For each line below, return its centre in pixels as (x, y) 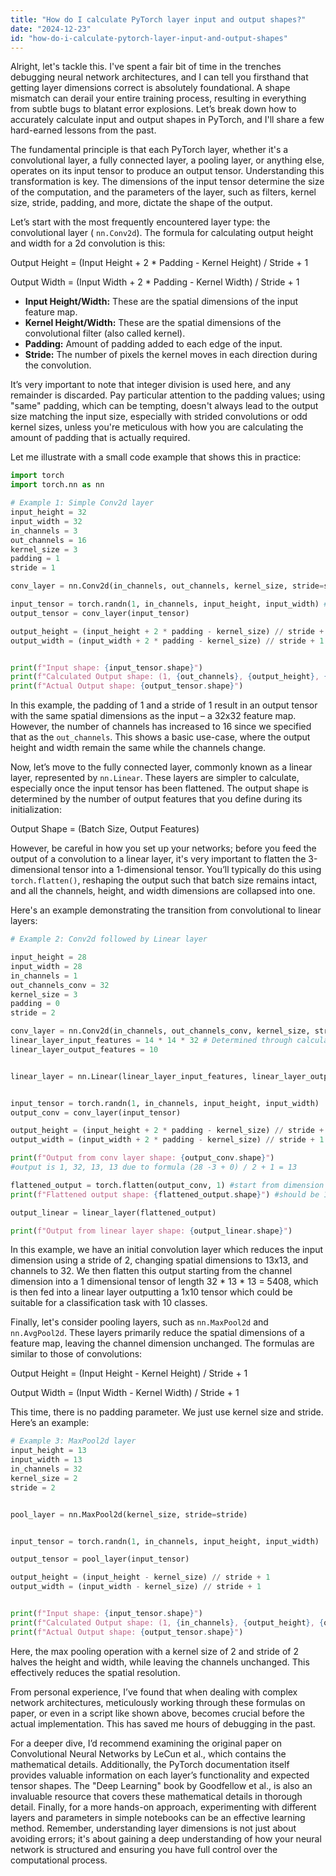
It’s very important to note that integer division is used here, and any (151, 385)
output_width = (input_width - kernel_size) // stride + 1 (136, 1587)
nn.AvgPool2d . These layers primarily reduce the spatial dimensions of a (157, 1333)
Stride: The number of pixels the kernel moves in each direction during (171, 355)
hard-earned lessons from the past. (83, 130)
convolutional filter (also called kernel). (105, 333)
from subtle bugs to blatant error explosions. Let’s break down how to (153, 109)
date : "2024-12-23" (51, 29)
